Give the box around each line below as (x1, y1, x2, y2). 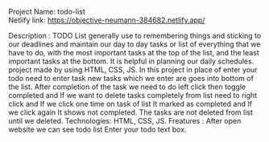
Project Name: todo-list (8, 7, 86, 16)
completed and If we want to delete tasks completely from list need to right (8, 91, 258, 99)
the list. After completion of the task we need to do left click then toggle (8, 82, 246, 91)
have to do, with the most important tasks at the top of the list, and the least (8, 48, 259, 57)
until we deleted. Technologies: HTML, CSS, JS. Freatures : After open (8, 116, 242, 125)
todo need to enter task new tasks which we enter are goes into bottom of (8, 74, 254, 83)
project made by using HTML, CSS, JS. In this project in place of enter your (8, 65, 258, 75)
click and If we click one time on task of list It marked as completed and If (8, 99, 252, 108)
